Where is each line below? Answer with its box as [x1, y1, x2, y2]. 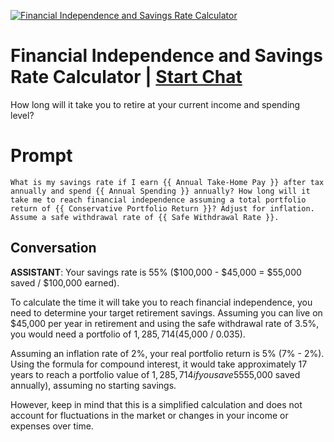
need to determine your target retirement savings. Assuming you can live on [10, 306, 323, 319]
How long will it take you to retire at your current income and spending [10, 98, 301, 110]
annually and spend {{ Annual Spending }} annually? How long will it [10, 186, 311, 196]
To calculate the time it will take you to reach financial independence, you [10, 296, 313, 308]
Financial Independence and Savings [10, 45, 323, 67]
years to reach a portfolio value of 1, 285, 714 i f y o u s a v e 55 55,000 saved [10, 368, 301, 380]
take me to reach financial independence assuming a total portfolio [10, 195, 307, 205]
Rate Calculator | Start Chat [10, 66, 243, 89]
